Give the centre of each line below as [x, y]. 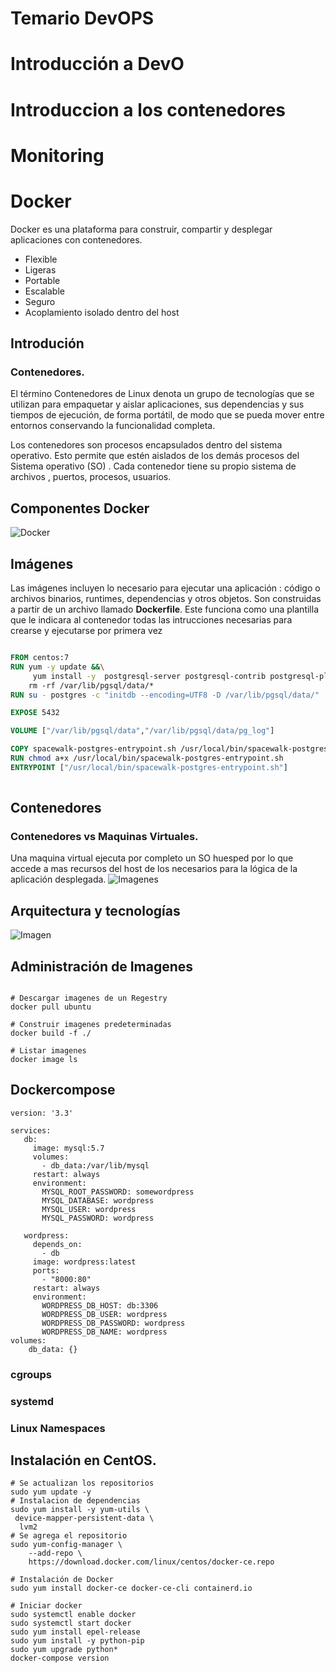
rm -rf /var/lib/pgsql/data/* [91, 685]
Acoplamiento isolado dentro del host [102, 312]
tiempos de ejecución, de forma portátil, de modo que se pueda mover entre [167, 415]
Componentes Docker [80, 508]
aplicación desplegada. [58, 879]
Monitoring [57, 155]
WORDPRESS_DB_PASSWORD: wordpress [113, 1323]
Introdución [47, 343]
